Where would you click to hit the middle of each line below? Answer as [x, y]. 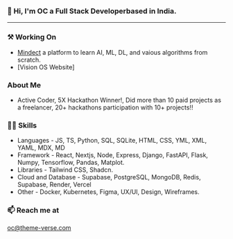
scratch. [29, 60]
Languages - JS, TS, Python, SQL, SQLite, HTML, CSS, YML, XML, [112, 141]
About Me [24, 85]
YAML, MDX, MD [41, 148]
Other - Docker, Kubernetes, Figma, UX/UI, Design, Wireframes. [108, 192]
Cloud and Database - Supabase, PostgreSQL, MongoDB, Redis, [109, 177]
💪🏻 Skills [22, 125]
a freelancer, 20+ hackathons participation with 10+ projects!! [105, 107]
